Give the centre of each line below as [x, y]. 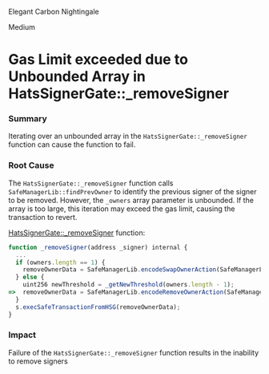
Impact [22, 335]
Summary [28, 119]
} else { [30, 277]
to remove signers [38, 361]
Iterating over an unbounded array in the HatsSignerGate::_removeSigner [128, 136]
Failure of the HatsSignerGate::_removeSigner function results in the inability [134, 352]
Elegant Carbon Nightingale [54, 12]
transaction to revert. [43, 217]
